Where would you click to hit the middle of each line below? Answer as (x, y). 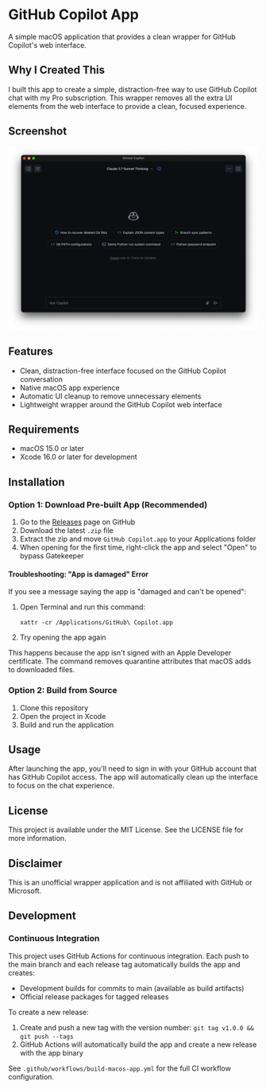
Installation (37, 482)
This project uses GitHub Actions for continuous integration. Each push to (129, 955)
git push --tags (46, 1036)
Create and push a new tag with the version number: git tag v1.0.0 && (137, 1027)
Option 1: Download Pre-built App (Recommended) (108, 504)
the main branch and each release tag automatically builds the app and (124, 964)
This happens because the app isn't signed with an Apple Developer (120, 653)
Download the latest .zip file (66, 531)
